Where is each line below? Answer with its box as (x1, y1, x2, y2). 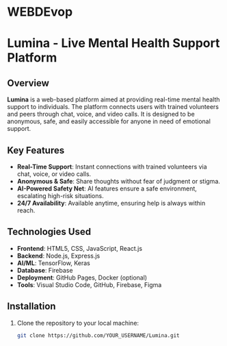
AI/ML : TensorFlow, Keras (16, 258, 90, 267)
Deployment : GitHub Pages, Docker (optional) (16, 273, 148, 282)
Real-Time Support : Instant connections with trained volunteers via (16, 162, 207, 171)
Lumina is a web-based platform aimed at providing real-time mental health (7, 95, 220, 103)
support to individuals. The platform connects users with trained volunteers (7, 103, 219, 111)
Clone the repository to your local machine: (16, 319, 139, 327)
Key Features (7, 145, 65, 156)
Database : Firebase (16, 266, 73, 274)
